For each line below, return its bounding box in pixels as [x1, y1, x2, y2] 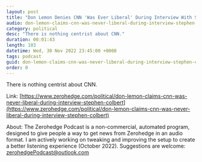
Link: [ [6, 92, 22, 100]
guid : [6, 59, 20, 65]
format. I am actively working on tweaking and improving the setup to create [6, 136, 195, 143]
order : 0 [6, 64, 28, 71]
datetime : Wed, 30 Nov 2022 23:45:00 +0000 [6, 48, 117, 54]
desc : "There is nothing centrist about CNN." [6, 31, 125, 37]
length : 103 [6, 43, 36, 49]
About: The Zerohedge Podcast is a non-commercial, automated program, [6, 124, 190, 131]
